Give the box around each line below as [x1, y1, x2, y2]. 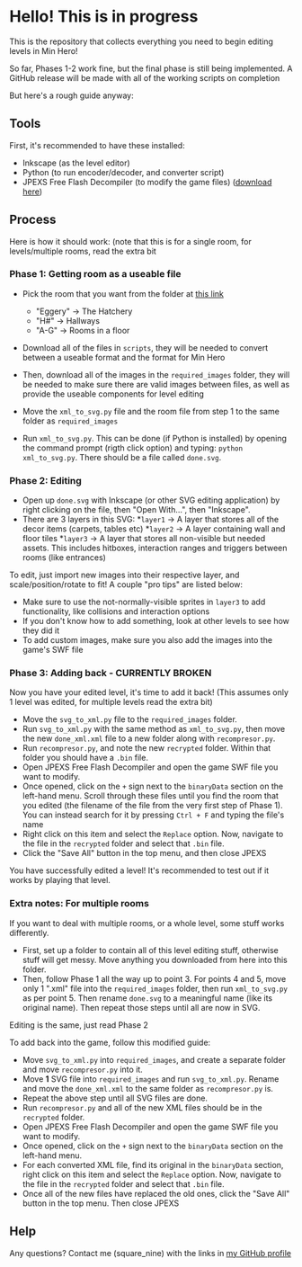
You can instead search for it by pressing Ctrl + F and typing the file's [22, 809, 285, 820]
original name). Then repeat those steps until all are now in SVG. [22, 1002, 261, 1013]
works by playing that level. [9, 875, 111, 886]
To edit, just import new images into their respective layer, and [9, 569, 240, 581]
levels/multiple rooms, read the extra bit [9, 245, 157, 256]
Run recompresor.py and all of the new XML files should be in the [22, 1102, 262, 1112]
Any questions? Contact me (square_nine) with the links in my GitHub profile [9, 1247, 292, 1258]
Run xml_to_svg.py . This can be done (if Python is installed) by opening [22, 433, 288, 443]
